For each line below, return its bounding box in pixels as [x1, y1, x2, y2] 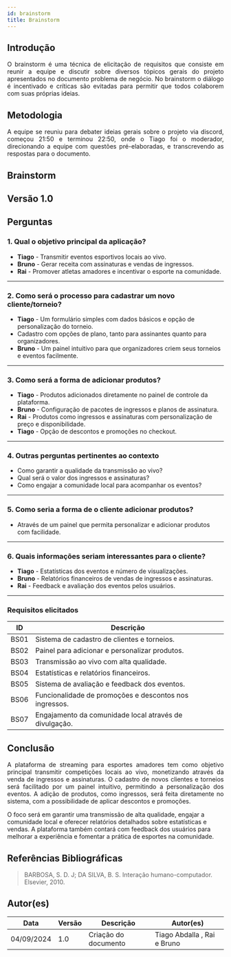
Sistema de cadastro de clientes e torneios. [35, 634, 175, 644]
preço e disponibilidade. [16, 420, 86, 429]
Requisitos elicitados [7, 605, 79, 614]
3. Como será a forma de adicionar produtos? [7, 375, 162, 385]
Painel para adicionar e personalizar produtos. [35, 646, 184, 656]
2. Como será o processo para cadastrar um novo [7, 290, 175, 300]
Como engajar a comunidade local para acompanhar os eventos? [16, 481, 202, 489]
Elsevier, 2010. [23, 878, 65, 886]
